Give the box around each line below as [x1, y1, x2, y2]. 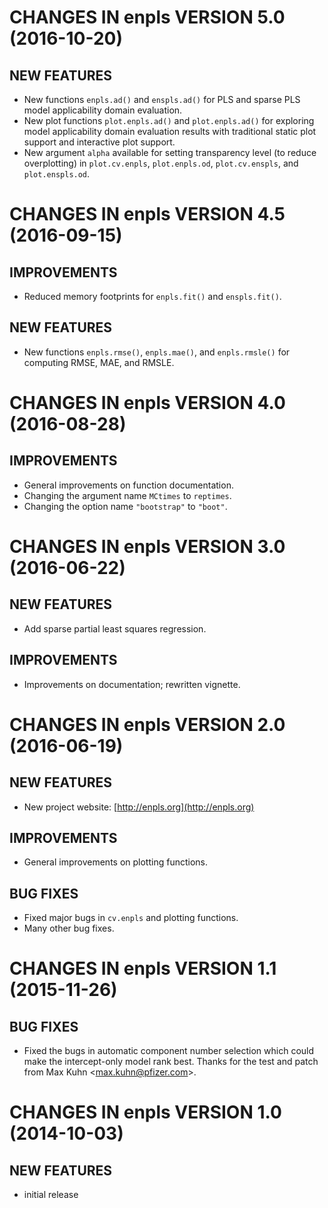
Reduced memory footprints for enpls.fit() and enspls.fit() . [23, 291, 282, 302]
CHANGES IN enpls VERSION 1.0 [9, 1101, 282, 1124]
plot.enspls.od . [23, 168, 91, 180]
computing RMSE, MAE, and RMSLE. [23, 356, 175, 368]
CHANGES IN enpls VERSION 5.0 [9, 6, 286, 29]
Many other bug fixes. [23, 922, 115, 935]
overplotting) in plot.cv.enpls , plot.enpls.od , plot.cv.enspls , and [23, 157, 299, 169]
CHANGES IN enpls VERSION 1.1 [9, 957, 277, 980]
